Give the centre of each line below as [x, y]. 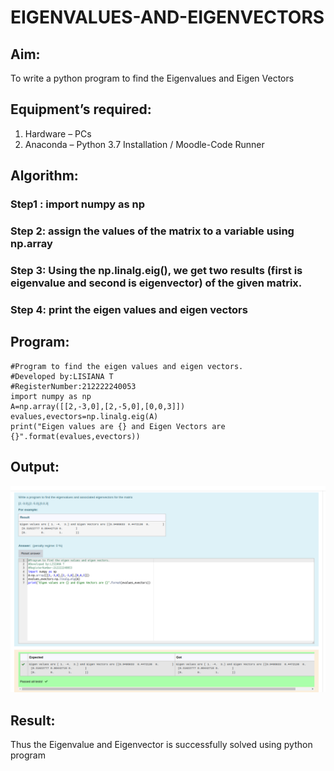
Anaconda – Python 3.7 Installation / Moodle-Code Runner [144, 144]
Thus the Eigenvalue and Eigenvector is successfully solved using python [161, 745]
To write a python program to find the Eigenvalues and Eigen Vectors [152, 78]
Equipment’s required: [81, 109]
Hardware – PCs [58, 133]
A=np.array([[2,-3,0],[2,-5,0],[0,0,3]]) [98, 406]
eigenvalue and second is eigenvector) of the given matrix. [156, 283]
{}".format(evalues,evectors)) [75, 436]
